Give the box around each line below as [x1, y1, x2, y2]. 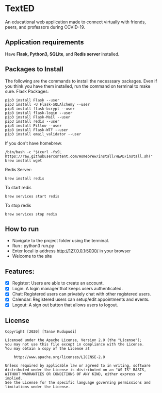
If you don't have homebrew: [5, 140, 63, 146]
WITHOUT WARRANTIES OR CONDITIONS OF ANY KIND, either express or [5, 372, 142, 377]
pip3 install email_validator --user [5, 131, 81, 136]
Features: [5, 267, 35, 276]
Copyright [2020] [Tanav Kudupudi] [5, 329, 77, 334]
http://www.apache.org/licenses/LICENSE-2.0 [14, 355, 105, 360]
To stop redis [5, 202, 32, 208]
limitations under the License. [5, 384, 70, 390]
